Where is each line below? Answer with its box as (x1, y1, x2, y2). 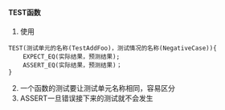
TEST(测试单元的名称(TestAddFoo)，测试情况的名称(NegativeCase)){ (8, 44, 217, 52)
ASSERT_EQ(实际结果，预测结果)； (22, 61, 123, 70)
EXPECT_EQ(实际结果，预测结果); (22, 53, 121, 61)
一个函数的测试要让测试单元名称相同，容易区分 (19, 84, 175, 93)
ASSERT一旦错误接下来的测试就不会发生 (19, 93, 153, 104)
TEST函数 (8, 7, 42, 17)
